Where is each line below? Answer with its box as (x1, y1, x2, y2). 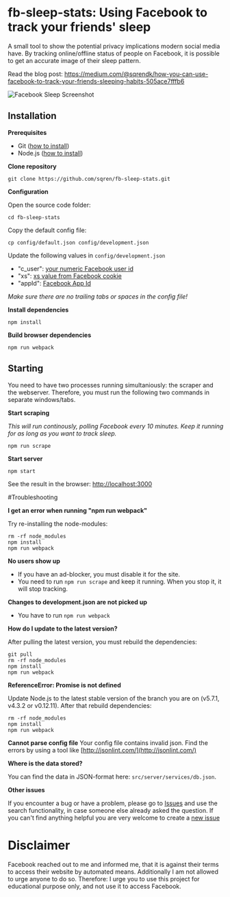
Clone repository (8, 162, 57, 170)
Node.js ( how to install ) (17, 149, 84, 157)
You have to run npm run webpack (17, 611, 110, 619)
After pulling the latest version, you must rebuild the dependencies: (8, 637, 197, 646)
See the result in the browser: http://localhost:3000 (8, 479, 153, 488)
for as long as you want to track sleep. (8, 429, 117, 438)
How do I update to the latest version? (8, 624, 118, 633)
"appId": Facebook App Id (17, 279, 92, 287)
